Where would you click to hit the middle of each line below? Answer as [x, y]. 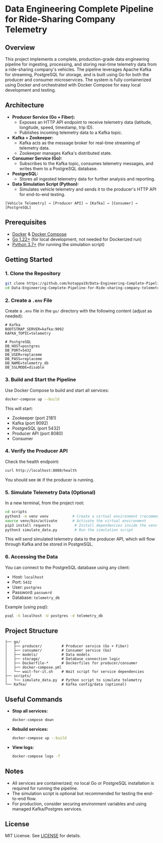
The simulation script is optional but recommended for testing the [77, 793]
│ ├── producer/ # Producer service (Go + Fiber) [67, 646]
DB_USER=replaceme [24, 355]
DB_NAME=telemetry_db [27, 363]
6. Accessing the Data [32, 557]
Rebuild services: [30, 729]
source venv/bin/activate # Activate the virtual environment [76, 521]
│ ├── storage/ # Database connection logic [63, 659]
